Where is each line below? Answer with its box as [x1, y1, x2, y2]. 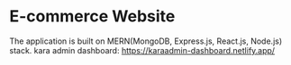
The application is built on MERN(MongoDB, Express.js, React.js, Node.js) [9, 36, 283, 46]
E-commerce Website [9, 6, 176, 27]
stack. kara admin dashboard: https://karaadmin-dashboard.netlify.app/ [9, 45, 276, 55]
